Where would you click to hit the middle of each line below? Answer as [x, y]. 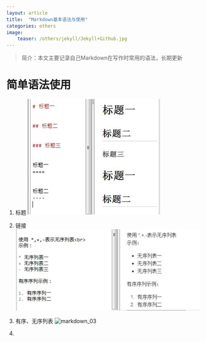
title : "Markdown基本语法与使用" [47, 19]
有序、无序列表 [34, 321]
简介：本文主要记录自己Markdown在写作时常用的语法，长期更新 [102, 58]
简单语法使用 [39, 85]
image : [15, 33]
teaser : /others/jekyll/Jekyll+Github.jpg [72, 39]
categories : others [31, 26]
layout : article [27, 13]
